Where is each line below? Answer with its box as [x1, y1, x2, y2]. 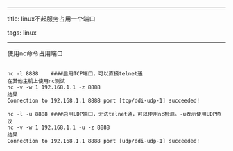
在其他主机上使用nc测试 [7, 78, 66, 85]
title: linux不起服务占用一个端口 [7, 15, 96, 23]
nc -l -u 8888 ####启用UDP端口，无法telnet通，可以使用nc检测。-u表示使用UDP [7, 111, 216, 118]
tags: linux [7, 28, 37, 37]
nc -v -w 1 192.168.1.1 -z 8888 [7, 84, 101, 91]
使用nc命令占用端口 [7, 49, 64, 57]
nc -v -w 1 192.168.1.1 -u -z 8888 [7, 124, 110, 131]
